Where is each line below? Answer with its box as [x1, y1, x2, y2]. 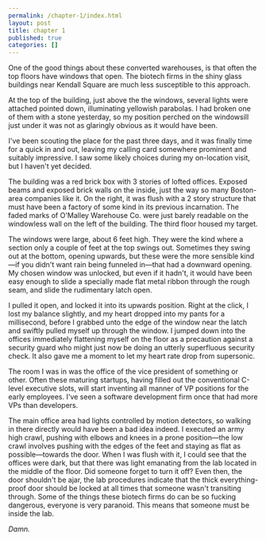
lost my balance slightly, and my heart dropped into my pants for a [8, 309, 225, 319]
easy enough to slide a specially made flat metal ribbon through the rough [8, 277, 250, 286]
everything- [219, 475, 259, 485]
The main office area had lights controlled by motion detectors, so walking [8, 416, 252, 425]
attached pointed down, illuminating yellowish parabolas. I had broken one [8, 104, 252, 114]
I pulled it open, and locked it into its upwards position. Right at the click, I [8, 301, 249, 310]
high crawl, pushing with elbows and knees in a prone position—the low [8, 433, 244, 442]
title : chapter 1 [8, 26, 66, 34]
